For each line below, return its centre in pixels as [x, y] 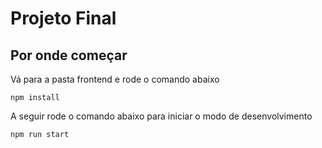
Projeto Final [63, 18]
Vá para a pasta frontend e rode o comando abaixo [115, 79]
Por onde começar [69, 55]
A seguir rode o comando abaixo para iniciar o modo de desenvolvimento [161, 116]
